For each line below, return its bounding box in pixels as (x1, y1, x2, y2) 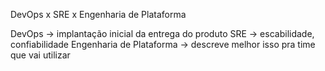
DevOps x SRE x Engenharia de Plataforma (10, 9, 187, 20)
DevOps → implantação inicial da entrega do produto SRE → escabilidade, (10, 28, 315, 39)
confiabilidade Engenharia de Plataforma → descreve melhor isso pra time (10, 39, 316, 50)
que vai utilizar (10, 49, 71, 61)
